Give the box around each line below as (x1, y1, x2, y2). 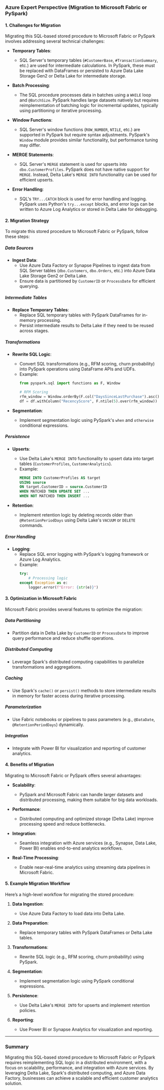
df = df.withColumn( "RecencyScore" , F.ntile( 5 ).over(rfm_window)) (19, 399, 158, 404)
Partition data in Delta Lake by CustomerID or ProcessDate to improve (12, 630, 149, 636)
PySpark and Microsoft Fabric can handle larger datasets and (19, 791, 143, 797)
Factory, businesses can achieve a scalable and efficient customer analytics (5, 1075, 158, 1081)
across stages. (19, 328, 49, 334)
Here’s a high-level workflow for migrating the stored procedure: (5, 892, 135, 897)
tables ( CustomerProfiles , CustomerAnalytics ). (19, 461, 112, 467)
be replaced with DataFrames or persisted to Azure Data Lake (19, 68, 144, 74)
